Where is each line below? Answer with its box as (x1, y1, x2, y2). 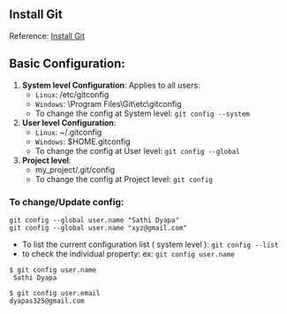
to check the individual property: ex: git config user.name (21, 248, 236, 259)
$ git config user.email (9, 288, 101, 297)
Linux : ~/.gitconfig (34, 126, 102, 137)
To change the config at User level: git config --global (34, 145, 240, 156)
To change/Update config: (9, 195, 125, 208)
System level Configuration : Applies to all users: (21, 80, 200, 90)
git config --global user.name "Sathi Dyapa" (9, 216, 179, 225)
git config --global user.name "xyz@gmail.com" (9, 223, 188, 233)
